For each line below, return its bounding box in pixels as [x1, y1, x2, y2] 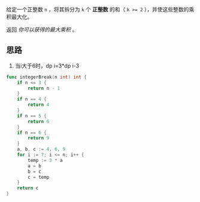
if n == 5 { [17, 113, 47, 119]
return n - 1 [28, 85, 60, 91]
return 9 [28, 135, 50, 141]
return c [17, 185, 39, 191]
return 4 [28, 102, 50, 108]
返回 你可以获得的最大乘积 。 [6, 26, 78, 33]
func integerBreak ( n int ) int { [6, 74, 87, 80]
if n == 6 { [17, 130, 47, 136]
